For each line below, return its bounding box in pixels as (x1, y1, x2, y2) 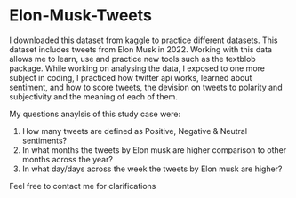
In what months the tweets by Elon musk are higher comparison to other (21, 144, 287, 155)
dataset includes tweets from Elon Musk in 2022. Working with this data (9, 44, 273, 54)
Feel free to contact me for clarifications (9, 180, 156, 191)
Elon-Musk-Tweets (9, 5, 153, 26)
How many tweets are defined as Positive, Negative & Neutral (21, 125, 247, 136)
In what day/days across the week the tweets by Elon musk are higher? (21, 163, 283, 174)
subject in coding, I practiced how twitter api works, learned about (9, 72, 252, 83)
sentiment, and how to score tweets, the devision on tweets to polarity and (9, 82, 283, 92)
